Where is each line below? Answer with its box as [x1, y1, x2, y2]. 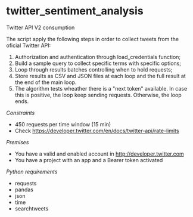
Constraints [6, 109, 35, 116]
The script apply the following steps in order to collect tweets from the [6, 35, 179, 42]
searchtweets [14, 204, 49, 212]
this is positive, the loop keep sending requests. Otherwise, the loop [14, 91, 182, 98]
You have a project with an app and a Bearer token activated [14, 156, 163, 163]
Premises [6, 138, 29, 145]
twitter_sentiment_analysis [6, 4, 144, 18]
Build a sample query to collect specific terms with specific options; [14, 60, 182, 67]
